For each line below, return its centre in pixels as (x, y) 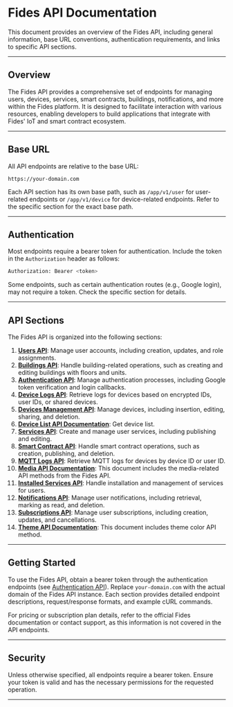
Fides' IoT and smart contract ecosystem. (67, 121)
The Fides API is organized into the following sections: (85, 337)
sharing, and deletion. (49, 417)
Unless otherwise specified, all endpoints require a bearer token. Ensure (111, 674)
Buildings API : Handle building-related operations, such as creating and (120, 365)
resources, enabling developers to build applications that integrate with (109, 114)
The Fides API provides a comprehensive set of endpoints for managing (110, 91)
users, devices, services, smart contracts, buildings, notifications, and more (116, 99)
